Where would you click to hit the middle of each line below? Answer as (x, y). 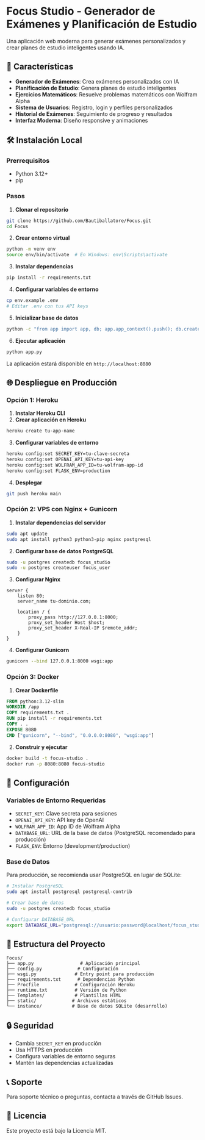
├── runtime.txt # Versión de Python (67, 990)
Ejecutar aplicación (40, 340)
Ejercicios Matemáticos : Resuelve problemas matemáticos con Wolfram (106, 94)
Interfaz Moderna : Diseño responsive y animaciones (81, 120)
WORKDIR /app (23, 707)
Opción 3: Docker (33, 677)
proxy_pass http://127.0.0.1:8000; (74, 617)
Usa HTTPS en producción (49, 1050)
